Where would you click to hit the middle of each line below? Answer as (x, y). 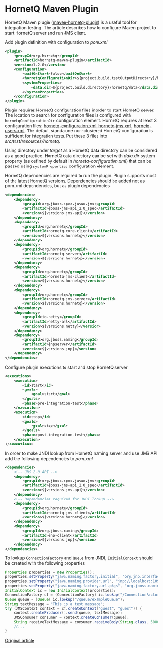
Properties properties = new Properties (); (50, 572)
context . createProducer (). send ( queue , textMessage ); (68, 613)
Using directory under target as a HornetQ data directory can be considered (81, 151)
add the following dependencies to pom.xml (49, 458)
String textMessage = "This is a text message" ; (55, 604)
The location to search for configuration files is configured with (68, 115)
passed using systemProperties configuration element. (60, 166)
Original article (20, 640)
